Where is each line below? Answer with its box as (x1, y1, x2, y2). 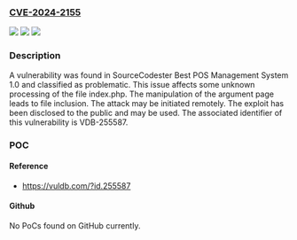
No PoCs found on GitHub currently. (9, 220, 141, 231)
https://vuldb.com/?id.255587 (21, 180, 131, 191)
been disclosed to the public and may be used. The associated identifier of (9, 107, 283, 118)
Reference (9, 161, 49, 172)
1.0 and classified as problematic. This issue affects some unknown (9, 79, 255, 89)
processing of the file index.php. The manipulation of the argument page (9, 89, 275, 99)
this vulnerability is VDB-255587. (9, 117, 129, 128)
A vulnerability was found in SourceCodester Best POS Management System (9, 69, 289, 81)
